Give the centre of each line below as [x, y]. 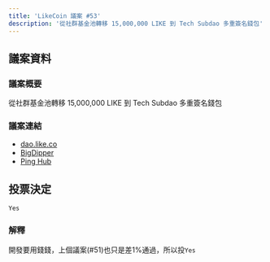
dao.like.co [39, 144]
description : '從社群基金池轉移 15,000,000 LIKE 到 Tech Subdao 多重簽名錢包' [136, 24]
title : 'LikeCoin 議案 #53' [55, 16]
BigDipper [37, 153]
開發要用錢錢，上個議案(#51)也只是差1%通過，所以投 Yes [102, 250]
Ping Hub [36, 162]
